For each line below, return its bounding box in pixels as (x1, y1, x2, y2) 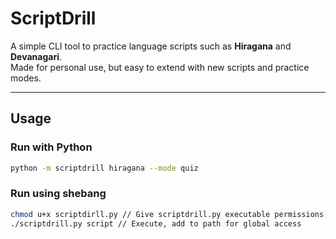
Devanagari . (10, 50, 63, 62)
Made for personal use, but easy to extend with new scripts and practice (10, 61, 310, 73)
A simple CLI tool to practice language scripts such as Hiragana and (10, 40, 292, 52)
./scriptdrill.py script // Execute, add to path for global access (10, 218, 302, 229)
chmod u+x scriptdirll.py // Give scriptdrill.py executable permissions (10, 209, 325, 219)
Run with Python (10, 140, 93, 154)
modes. (10, 72, 42, 84)
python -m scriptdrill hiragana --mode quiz (10, 163, 199, 173)
